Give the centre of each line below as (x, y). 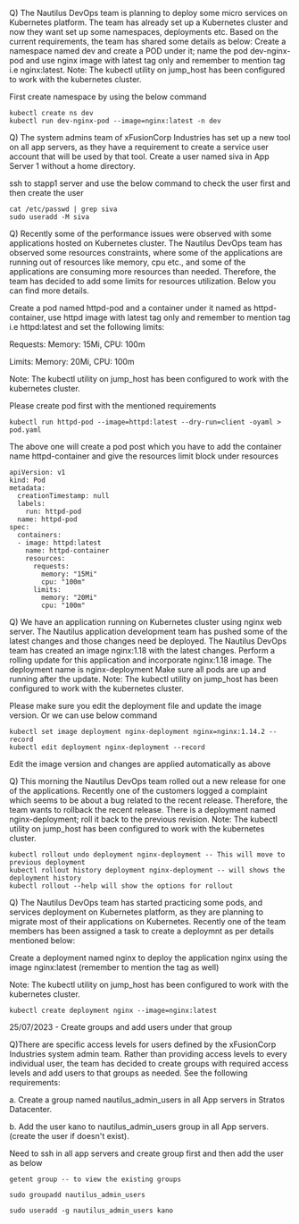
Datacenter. (30, 1109)
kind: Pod (28, 480)
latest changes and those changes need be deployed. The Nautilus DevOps (148, 641)
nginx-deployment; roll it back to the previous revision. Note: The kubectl (144, 819)
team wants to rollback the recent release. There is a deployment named (142, 810)
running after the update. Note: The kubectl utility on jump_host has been (144, 679)
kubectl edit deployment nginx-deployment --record (107, 747)
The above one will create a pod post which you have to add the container (146, 447)
